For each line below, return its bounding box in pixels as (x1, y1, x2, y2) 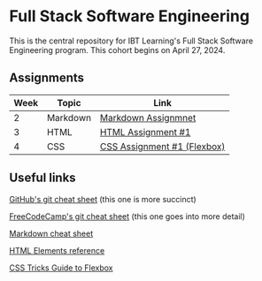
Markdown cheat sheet (9, 228, 94, 239)
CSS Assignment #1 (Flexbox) (99, 140, 226, 152)
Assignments (9, 71, 85, 86)
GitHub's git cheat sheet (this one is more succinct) (9, 194, 196, 204)
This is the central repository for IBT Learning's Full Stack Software (9, 35, 254, 46)
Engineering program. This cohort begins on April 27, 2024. (9, 44, 226, 55)
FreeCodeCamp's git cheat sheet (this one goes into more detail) (9, 210, 246, 222)
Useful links (9, 171, 77, 186)
